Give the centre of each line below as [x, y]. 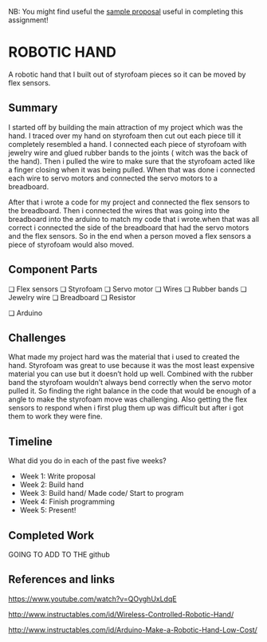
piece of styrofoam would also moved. [71, 244]
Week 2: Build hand [52, 485]
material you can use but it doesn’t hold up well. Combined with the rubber [131, 374]
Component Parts [53, 269]
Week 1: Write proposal [57, 476]
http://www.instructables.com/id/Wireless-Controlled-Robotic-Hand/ [121, 614]
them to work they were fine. [55, 416]
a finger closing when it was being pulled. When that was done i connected [132, 169]
